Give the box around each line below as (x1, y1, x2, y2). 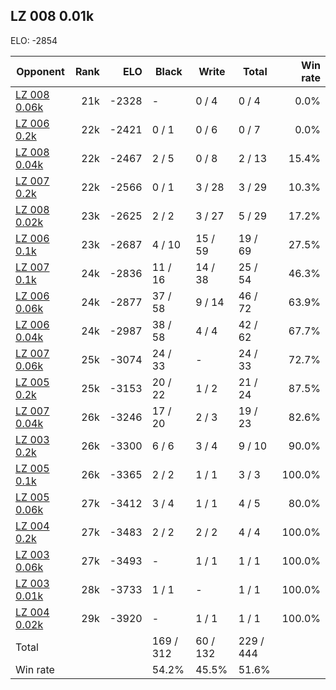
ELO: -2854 (10, 34, 58, 46)
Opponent (16, 64, 65, 78)
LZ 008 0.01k (10, 8, 95, 25)
